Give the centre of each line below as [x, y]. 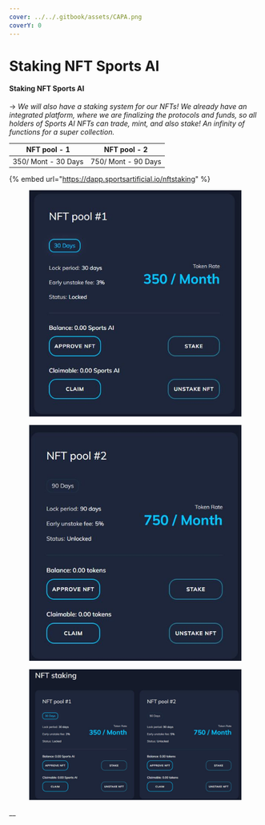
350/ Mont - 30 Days [48, 161]
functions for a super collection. [62, 131]
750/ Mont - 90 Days [126, 161]
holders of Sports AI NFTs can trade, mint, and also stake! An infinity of [127, 123]
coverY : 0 [26, 25]
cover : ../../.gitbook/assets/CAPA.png [76, 17]
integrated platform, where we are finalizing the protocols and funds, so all [133, 115]
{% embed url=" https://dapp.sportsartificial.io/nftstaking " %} [110, 179]
